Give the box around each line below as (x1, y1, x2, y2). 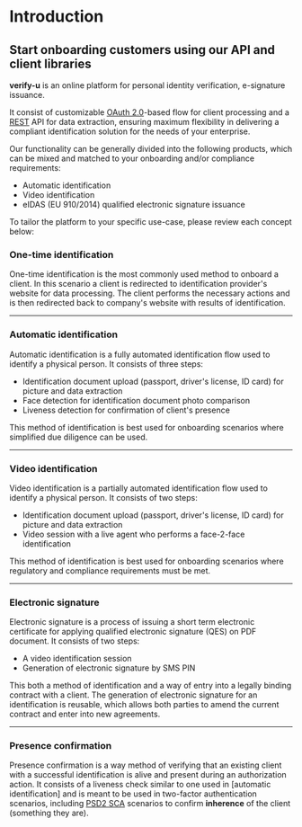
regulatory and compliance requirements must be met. (9, 565, 211, 576)
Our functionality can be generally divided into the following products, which (9, 144, 293, 154)
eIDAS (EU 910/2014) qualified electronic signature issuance (22, 200, 245, 209)
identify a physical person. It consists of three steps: (9, 358, 204, 369)
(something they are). (9, 807, 89, 819)
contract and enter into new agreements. (9, 708, 161, 720)
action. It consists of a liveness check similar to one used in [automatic (9, 779, 271, 790)
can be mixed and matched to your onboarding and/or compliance (9, 153, 255, 164)
